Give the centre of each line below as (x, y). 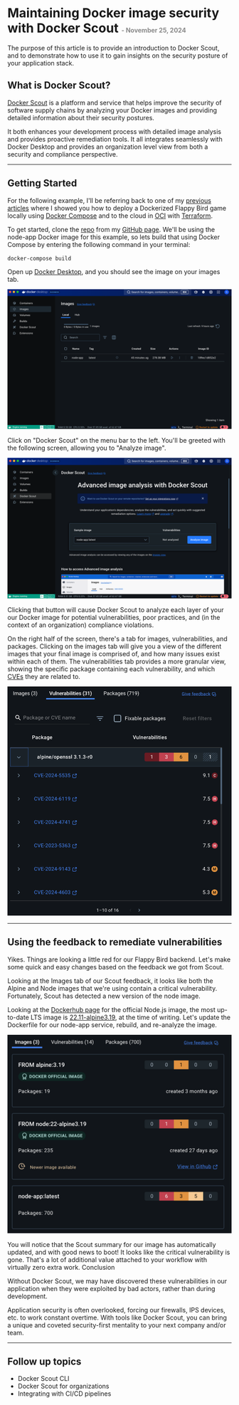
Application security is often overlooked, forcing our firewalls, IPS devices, (116, 1310)
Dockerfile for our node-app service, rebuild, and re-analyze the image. (112, 1025)
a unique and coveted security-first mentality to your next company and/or (117, 1325)
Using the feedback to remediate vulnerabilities (115, 942)
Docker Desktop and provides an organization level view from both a (108, 147)
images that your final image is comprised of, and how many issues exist (114, 653)
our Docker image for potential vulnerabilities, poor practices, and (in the (114, 617)
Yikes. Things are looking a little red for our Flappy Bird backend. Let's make (119, 959)
